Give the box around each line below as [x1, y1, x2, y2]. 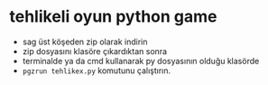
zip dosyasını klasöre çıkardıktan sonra [22, 45, 168, 56]
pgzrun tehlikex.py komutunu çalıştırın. [22, 65, 171, 76]
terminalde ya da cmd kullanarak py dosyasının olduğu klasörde [22, 55, 260, 66]
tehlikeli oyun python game [9, 6, 218, 27]
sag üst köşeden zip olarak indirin [22, 36, 148, 47]
